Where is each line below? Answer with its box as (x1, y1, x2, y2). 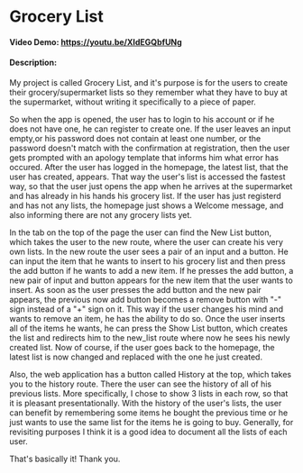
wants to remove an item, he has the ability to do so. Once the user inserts (9, 313, 286, 323)
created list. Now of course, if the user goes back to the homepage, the (9, 341, 275, 352)
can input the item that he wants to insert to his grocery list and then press (9, 255, 286, 267)
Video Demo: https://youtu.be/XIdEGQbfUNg (9, 36, 182, 47)
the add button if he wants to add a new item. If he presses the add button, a (9, 265, 294, 276)
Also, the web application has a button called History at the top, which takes (9, 368, 291, 379)
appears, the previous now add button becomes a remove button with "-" (9, 294, 282, 305)
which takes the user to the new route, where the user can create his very (9, 236, 284, 247)
